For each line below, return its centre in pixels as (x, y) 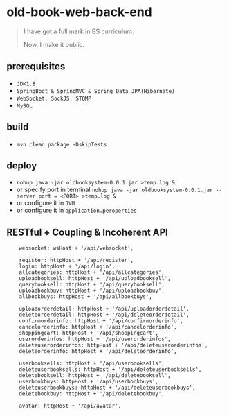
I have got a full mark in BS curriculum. (79, 31)
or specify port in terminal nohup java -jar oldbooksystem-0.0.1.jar (114, 190)
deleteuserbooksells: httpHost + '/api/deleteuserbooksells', (110, 370)
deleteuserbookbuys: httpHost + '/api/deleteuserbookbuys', (107, 388)
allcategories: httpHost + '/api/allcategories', (92, 272)
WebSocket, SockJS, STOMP (54, 98)
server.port (34, 196)
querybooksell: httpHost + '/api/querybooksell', (92, 285)
